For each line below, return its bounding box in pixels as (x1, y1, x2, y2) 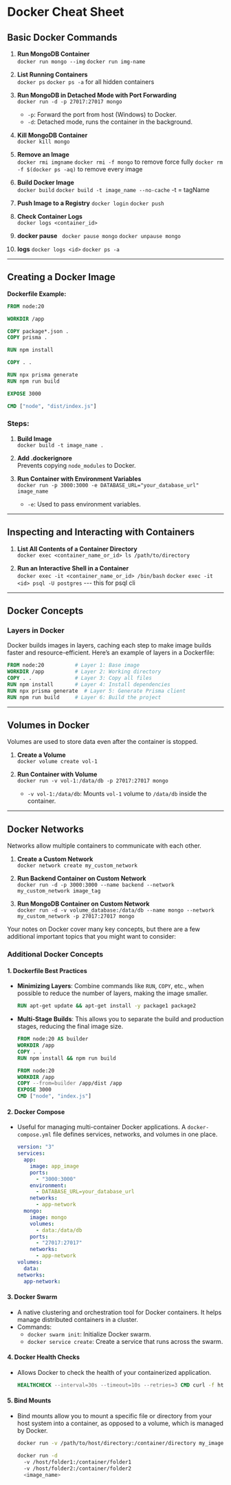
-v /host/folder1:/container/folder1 (23, 1458, 132, 1466)
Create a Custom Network (16, 855, 93, 864)
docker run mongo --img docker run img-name (16, 58, 146, 65)
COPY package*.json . (7, 328, 69, 334)
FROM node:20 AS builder (16, 1036, 89, 1043)
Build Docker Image (16, 178, 74, 186)
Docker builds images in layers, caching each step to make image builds (7, 641, 212, 650)
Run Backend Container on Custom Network (16, 875, 146, 883)
